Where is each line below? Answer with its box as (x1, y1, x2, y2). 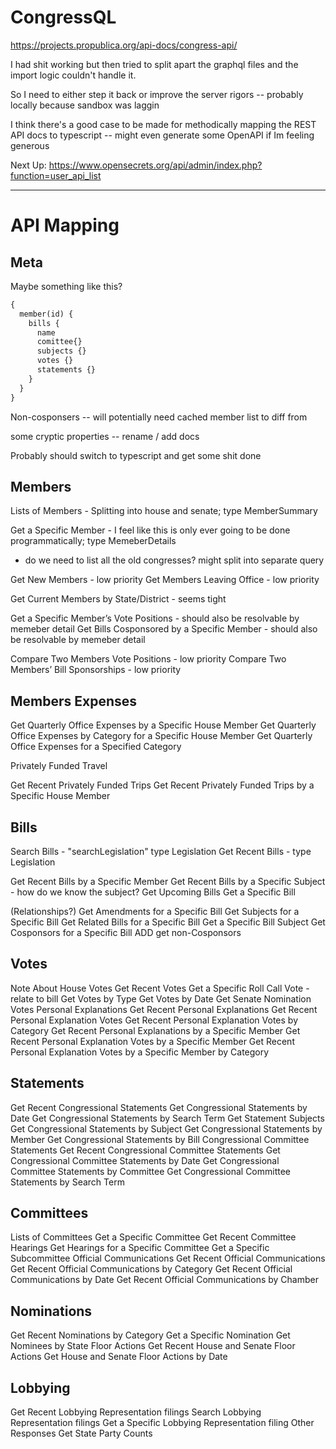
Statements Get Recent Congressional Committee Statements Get (10, 1144, 281, 1156)
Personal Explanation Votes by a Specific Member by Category (10, 1046, 270, 1058)
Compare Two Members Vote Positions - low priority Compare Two (10, 653, 287, 665)
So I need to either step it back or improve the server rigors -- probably (10, 88, 304, 100)
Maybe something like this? (10, 280, 123, 292)
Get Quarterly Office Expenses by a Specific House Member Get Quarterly (10, 719, 317, 731)
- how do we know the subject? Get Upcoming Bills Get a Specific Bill (10, 886, 296, 898)
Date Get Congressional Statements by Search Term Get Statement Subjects (10, 1112, 325, 1124)
